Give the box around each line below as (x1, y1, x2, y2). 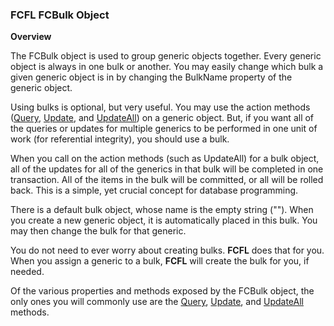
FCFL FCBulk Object (10, 8, 110, 22)
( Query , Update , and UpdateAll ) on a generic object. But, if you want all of (10, 112, 315, 124)
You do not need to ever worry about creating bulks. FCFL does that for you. (10, 244, 325, 257)
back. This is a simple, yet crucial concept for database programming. (10, 184, 299, 197)
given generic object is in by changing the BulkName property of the (10, 71, 293, 83)
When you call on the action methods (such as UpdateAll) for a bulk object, (10, 153, 320, 165)
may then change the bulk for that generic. (10, 225, 187, 237)
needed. (10, 266, 45, 278)
